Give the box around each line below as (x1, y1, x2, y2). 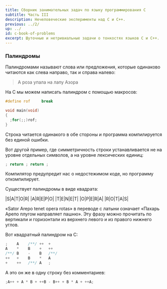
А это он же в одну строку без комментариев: (5, 269, 105, 275)
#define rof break (5, 99, 53, 104)
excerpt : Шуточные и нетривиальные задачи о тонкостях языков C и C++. (5, 36, 159, 41)
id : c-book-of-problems (5, 31, 56, 36)
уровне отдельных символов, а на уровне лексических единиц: (5, 152, 144, 158)
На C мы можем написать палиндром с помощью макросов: (5, 89, 138, 95)
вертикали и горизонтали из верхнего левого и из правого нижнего (5, 216, 152, 223)
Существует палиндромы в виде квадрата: (5, 186, 99, 192)
